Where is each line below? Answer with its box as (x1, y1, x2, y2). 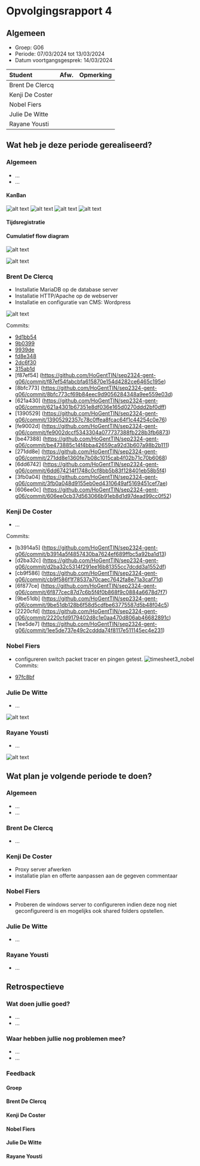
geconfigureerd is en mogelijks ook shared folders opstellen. (14, 907, 164, 914)
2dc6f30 (14, 359, 37, 366)
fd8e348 (14, 352, 37, 360)
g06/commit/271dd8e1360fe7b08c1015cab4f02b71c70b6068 (14, 454, 165, 461)
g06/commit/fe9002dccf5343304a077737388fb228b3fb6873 (14, 429, 169, 436)
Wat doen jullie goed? (6, 1000, 70, 1008)
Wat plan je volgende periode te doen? (6, 771, 152, 781)
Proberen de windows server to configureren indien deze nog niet (14, 901, 177, 908)
